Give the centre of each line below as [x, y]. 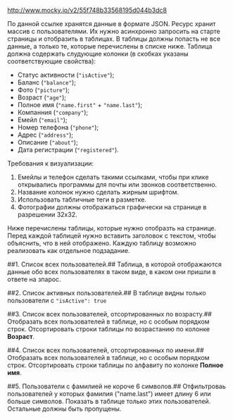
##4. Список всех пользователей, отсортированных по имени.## [106, 350]
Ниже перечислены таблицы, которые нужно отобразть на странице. [112, 228]
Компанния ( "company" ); [53, 112]
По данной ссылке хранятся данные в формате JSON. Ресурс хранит [112, 24]
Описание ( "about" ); [48, 142]
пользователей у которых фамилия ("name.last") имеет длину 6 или [109, 394]
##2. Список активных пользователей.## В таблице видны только [107, 293]
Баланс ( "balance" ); [46, 82]
